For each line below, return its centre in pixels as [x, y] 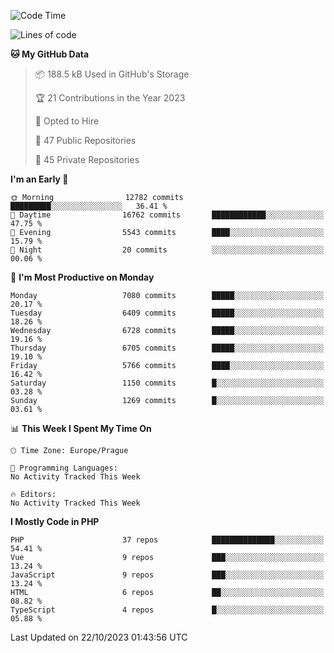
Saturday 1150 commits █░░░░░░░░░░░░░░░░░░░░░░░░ [167, 383]
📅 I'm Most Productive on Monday [82, 277]
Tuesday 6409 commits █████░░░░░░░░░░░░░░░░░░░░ [167, 313]
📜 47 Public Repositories [85, 140]
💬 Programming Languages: [64, 468]
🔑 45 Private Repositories [87, 159]
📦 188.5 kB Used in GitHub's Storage [112, 74]
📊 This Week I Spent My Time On [81, 428]
